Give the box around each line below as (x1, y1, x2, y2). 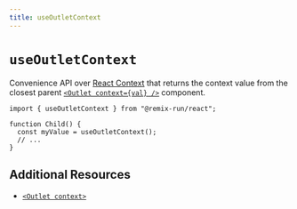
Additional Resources (9, 166, 131, 182)
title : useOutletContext (9, 12, 101, 22)
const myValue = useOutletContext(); (17, 127, 157, 136)
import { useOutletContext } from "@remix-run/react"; (9, 104, 217, 113)
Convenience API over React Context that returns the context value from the (9, 77, 289, 88)
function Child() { (9, 119, 82, 129)
